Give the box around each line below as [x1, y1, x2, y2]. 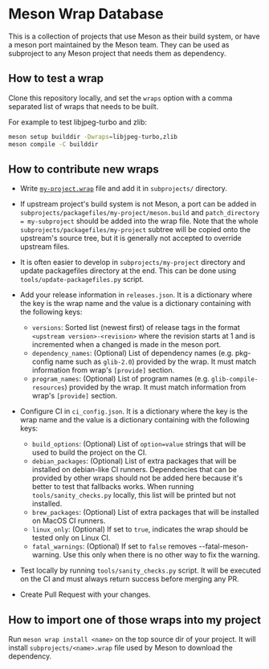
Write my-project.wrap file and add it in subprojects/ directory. [19, 184, 227, 194]
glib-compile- [211, 375, 259, 384]
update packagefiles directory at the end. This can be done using [19, 266, 237, 275]
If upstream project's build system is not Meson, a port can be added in [19, 199, 257, 209]
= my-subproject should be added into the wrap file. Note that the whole [19, 216, 259, 226]
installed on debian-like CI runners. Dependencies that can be [31, 465, 237, 475]
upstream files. [19, 242, 70, 251]
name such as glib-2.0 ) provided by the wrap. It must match [55, 357, 257, 366]
